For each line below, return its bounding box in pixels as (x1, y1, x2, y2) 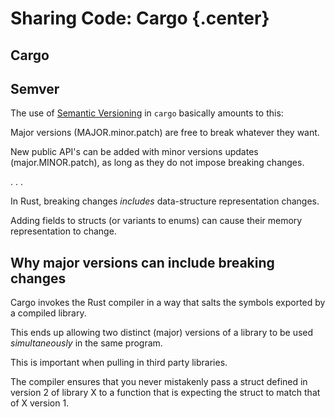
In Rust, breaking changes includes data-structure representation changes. (10, 195, 320, 207)
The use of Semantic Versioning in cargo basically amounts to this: (10, 107, 284, 119)
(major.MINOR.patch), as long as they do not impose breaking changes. (10, 157, 305, 169)
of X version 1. (10, 397, 70, 409)
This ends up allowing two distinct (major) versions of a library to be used (10, 327, 314, 339)
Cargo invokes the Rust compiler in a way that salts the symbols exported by (10, 297, 326, 309)
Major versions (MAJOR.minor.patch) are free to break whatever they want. (10, 127, 320, 139)
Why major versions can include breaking (10, 254, 275, 271)
